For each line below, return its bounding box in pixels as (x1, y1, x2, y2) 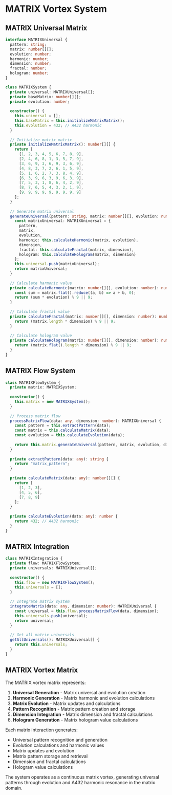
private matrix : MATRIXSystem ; (10, 385, 77, 390)
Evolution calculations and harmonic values (12, 742, 104, 748)
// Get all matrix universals (10, 633, 74, 638)
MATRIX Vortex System (5, 3, 107, 15)
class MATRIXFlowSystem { (5, 380, 60, 385)
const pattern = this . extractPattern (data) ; (14, 423, 111, 428)
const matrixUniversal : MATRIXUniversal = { (14, 218, 111, 224)
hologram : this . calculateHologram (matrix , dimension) (18, 252, 137, 257)
